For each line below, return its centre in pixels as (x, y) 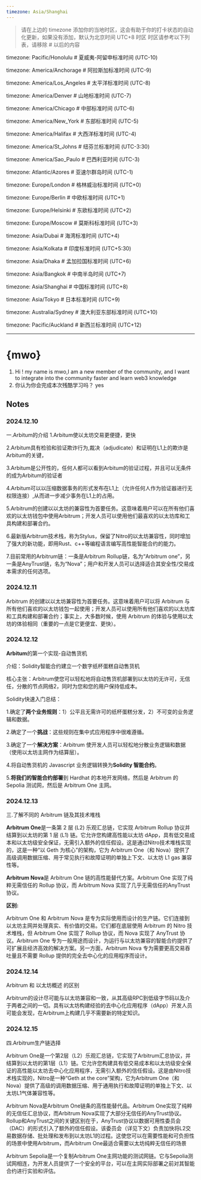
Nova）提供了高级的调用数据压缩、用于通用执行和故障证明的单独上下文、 (97, 1085)
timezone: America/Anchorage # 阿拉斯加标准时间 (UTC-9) (79, 70)
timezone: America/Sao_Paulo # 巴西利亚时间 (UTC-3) (73, 159)
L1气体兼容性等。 (37, 1093)
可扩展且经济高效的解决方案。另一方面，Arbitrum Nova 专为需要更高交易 (96, 948)
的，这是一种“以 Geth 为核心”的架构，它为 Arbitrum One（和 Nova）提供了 (98, 850)
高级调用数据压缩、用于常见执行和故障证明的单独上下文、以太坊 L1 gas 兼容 (99, 858)
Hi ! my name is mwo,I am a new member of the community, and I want (102, 372)
